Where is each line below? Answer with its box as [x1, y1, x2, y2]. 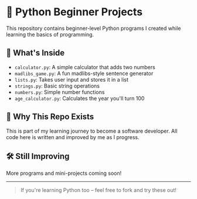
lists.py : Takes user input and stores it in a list [14, 76, 129, 83]
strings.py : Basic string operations [14, 82, 100, 89]
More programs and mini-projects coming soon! [6, 170, 122, 177]
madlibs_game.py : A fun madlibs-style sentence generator [14, 70, 154, 77]
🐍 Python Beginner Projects [6, 5, 143, 19]
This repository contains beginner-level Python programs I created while [6, 25, 181, 32]
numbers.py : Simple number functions [14, 88, 105, 96]
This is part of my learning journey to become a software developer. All [6, 127, 178, 134]
